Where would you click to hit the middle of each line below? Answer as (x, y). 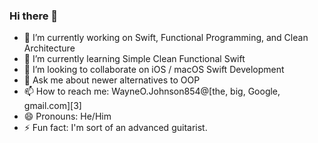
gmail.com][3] (52, 106)
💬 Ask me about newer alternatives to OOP (112, 80)
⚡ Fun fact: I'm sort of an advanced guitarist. (115, 128)
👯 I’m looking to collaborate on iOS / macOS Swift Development (154, 70)
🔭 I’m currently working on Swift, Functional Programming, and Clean (166, 38)
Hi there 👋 (34, 16)
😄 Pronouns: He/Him (67, 116)
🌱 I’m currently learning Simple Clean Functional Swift (134, 59)
